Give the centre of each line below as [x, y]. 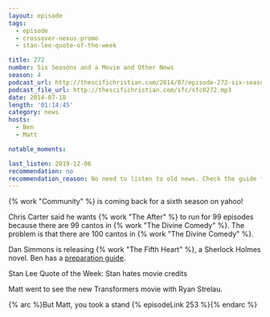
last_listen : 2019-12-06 [50, 164]
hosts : [19, 120]
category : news [34, 112]
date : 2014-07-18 [37, 97]
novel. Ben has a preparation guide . [67, 258]
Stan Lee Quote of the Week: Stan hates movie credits [98, 274]
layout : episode [35, 16]
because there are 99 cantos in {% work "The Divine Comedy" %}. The [127, 226]
